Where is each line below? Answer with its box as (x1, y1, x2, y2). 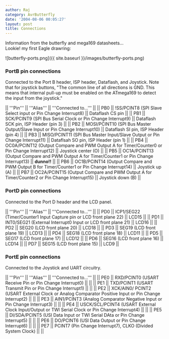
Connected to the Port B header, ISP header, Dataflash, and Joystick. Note (5, 79, 159, 85)
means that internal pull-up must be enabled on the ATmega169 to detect (5, 90, 156, 96)
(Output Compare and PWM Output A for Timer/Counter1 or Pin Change (5, 153, 153, 159)
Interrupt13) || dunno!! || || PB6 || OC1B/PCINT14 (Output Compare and (5, 158, 152, 164)
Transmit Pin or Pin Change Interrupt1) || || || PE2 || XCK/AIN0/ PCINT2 (5, 286, 151, 292)
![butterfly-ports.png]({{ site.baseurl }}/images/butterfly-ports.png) (5, 55, 144, 61)
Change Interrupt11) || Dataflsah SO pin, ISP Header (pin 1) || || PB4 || (5, 137, 148, 143)
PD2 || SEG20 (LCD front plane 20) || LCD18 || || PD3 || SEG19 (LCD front (5, 224, 156, 231)
